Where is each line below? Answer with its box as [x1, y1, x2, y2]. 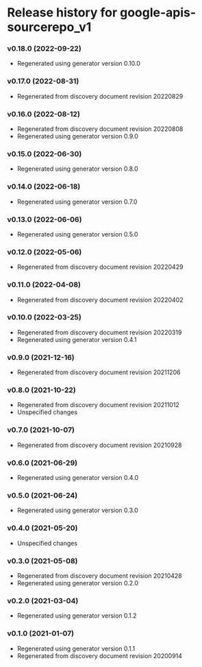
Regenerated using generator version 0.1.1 [16, 644, 136, 653]
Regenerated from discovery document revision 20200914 [16, 651, 183, 659]
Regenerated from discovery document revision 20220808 [16, 125, 184, 133]
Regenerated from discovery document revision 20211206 [16, 368, 181, 376]
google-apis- [119, 5, 197, 21]
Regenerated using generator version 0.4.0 [16, 474, 139, 482]
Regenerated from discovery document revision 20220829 [16, 92, 184, 100]
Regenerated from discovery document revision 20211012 [16, 401, 179, 409]
